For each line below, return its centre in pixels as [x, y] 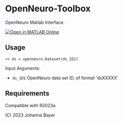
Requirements [27, 93]
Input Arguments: [23, 68]
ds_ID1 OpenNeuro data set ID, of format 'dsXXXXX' [65, 78]
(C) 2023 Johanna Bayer [30, 115]
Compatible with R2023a [30, 105]
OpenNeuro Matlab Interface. [35, 22]
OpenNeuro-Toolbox [48, 9]
